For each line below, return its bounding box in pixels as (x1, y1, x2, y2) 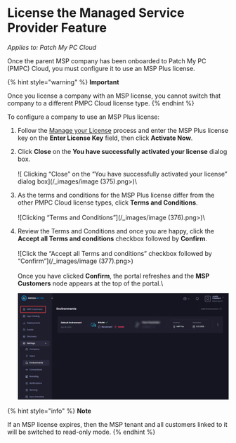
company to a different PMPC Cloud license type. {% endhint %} (7, 98, 195, 107)
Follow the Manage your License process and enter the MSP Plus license (17, 126, 229, 134)
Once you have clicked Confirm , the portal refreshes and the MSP (17, 271, 210, 280)
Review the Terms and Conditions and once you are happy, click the (17, 226, 214, 235)
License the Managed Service (7, 5, 185, 21)
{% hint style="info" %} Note (7, 406, 91, 416)
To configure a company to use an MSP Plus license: (7, 113, 160, 121)
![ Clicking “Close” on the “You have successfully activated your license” (17, 169, 228, 178)
